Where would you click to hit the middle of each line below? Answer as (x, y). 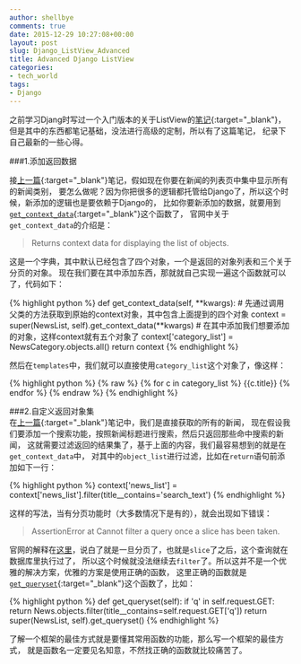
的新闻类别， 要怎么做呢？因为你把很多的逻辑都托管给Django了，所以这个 (145, 191)
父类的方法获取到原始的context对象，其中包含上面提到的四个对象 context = (148, 314)
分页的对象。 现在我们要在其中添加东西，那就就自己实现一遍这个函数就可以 (148, 272)
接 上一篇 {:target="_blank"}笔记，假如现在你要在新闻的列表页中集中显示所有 (149, 179)
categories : (31, 68)
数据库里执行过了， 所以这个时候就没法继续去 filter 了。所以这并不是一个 (144, 561)
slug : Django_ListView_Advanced (69, 51)
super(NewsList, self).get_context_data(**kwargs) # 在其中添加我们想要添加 (150, 325)
